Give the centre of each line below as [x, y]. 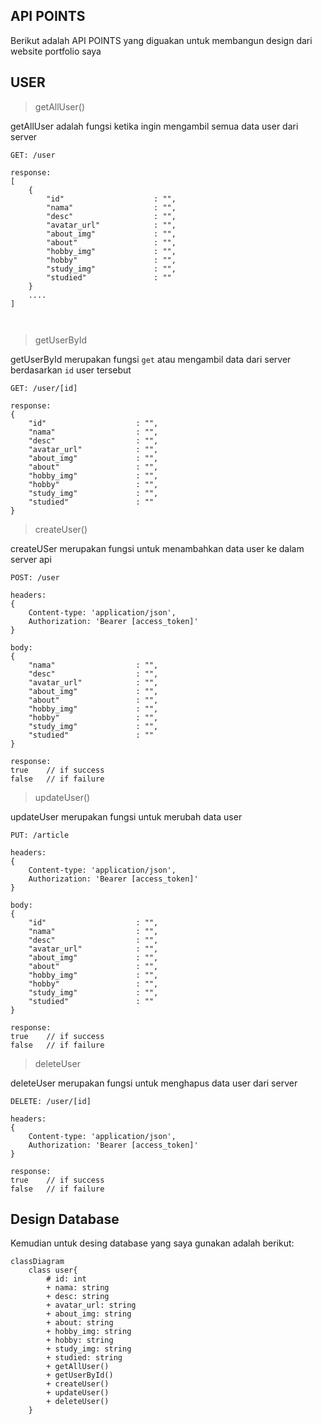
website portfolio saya [56, 51]
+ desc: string [78, 1297]
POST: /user [35, 577]
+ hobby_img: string [89, 1332]
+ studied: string [84, 1358]
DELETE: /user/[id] [51, 1101]
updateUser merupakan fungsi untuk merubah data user [126, 816]
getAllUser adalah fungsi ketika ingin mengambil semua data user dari [154, 126]
